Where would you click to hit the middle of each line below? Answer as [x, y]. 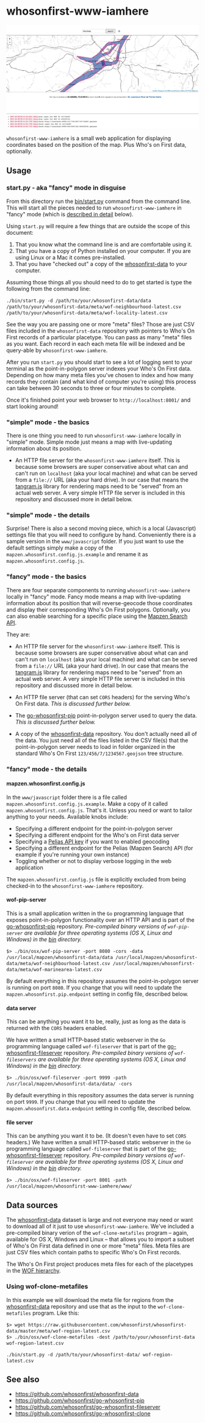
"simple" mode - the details [48, 515]
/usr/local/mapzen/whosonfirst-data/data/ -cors [69, 1084]
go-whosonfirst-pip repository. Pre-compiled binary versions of [86, 927]
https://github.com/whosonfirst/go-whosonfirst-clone [83, 1414]
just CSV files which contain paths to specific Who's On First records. [94, 1252]
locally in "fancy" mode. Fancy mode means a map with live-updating [94, 597]
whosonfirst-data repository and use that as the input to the [81, 1306]
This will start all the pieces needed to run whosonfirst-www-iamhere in [94, 208]
